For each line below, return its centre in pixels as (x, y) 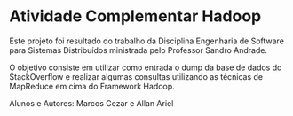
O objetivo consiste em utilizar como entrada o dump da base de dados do (146, 67)
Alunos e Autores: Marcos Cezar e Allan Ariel (91, 103)
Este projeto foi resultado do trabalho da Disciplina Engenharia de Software (146, 41)
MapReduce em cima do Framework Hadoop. (92, 86)
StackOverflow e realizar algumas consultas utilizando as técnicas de (136, 76)
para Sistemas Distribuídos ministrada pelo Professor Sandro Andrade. (139, 50)
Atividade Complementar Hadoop (135, 16)
